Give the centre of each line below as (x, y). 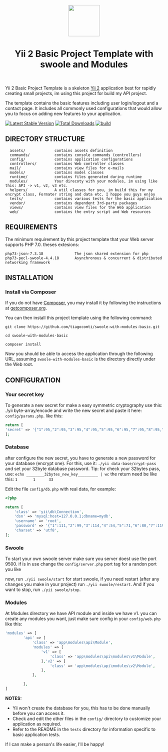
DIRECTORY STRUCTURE (45, 139)
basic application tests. (36, 734)
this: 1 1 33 (29, 479)
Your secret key (24, 394)
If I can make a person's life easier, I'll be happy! (55, 744)
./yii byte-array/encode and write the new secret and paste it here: (73, 410)
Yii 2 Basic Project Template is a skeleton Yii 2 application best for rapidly (80, 88)
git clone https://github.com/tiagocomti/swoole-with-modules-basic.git (82, 327)
